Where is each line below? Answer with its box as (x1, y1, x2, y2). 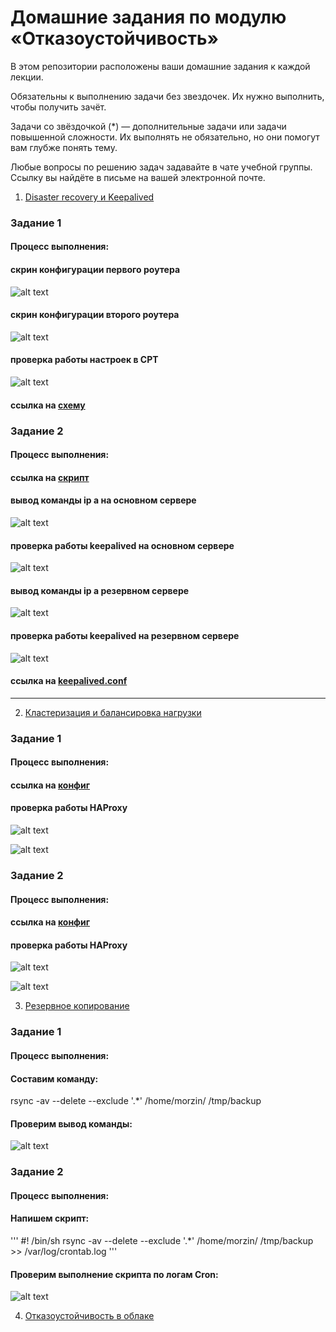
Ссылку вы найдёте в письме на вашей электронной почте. (10, 171, 266, 183)
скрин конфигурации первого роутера (10, 264, 181, 276)
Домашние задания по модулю (10, 6, 287, 29)
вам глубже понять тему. (10, 141, 118, 153)
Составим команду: (10, 1072, 99, 1085)
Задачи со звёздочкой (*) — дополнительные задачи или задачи (10, 120, 287, 132)
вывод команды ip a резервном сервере (10, 584, 190, 596)
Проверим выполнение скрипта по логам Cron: (10, 1268, 219, 1280)
